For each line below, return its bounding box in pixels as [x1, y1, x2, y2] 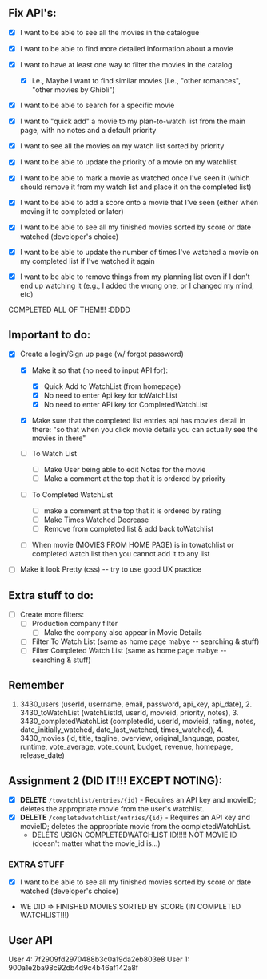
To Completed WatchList [31, 490, 114, 500]
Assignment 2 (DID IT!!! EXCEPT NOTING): [8, 774, 223, 787]
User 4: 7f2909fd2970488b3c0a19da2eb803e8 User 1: [8, 954, 190, 965]
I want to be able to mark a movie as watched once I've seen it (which [19, 173, 250, 183]
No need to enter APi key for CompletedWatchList [43, 399, 208, 409]
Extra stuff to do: [8, 589, 94, 602]
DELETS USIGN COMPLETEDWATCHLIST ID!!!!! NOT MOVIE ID [31, 830, 237, 840]
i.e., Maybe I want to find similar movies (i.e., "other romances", [31, 76, 241, 85]
